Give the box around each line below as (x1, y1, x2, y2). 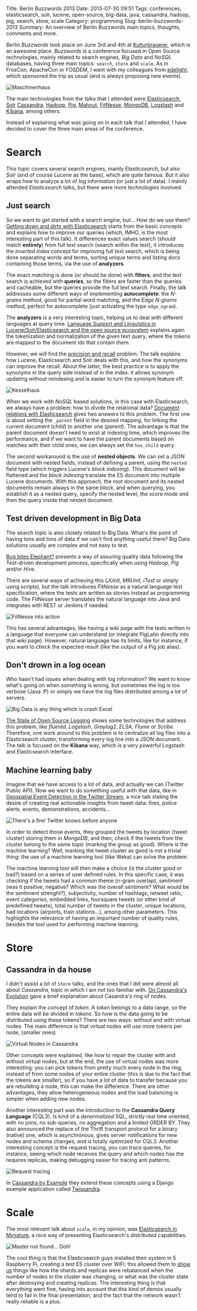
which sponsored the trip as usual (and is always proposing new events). (6, 73, 182, 79)
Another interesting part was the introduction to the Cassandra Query (6, 1107, 175, 1114)
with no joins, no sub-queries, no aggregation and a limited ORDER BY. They (6, 1119, 191, 1126)
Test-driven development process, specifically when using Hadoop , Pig (6, 559, 179, 566)
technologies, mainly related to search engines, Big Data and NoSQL (6, 54, 172, 60)
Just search (6, 201, 50, 211)
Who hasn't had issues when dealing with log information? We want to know (6, 676, 191, 683)
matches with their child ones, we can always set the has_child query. (6, 441, 176, 448)
